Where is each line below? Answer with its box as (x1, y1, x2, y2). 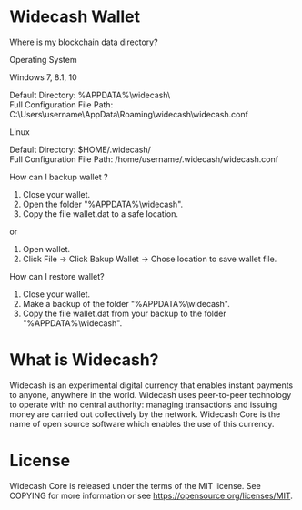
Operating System (9, 54, 77, 65)
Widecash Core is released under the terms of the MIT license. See (9, 480, 261, 491)
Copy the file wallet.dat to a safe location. (22, 208, 179, 219)
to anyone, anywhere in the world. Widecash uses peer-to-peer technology (9, 389, 292, 400)
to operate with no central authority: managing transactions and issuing (9, 399, 277, 410)
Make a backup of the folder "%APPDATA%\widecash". (22, 298, 230, 309)
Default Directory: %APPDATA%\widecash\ (9, 89, 171, 100)
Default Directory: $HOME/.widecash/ (9, 144, 152, 155)
